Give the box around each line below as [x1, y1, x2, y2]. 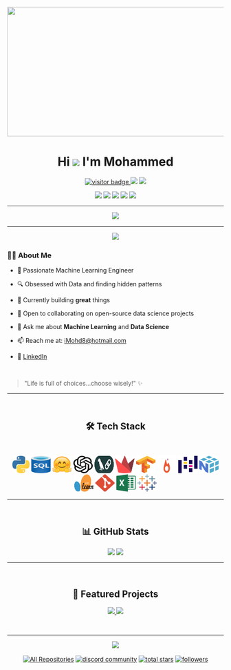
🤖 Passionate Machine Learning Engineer [16, 266, 134, 275]
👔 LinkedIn [16, 353, 47, 361]
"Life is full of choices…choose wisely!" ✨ [23, 380, 143, 388]
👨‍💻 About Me [7, 250, 52, 260]
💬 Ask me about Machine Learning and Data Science [16, 323, 170, 331]
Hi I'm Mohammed [57, 154, 174, 170]
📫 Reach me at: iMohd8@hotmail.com [16, 337, 127, 345]
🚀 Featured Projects [72, 589, 159, 600]
